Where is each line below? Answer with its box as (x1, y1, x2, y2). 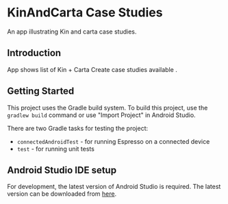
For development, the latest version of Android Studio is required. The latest (7, 183, 221, 191)
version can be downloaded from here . (7, 190, 117, 198)
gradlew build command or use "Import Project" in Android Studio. (7, 111, 197, 119)
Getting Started (7, 86, 75, 97)
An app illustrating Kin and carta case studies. (7, 27, 137, 36)
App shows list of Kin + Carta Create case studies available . (7, 65, 178, 73)
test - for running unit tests (16, 144, 94, 153)
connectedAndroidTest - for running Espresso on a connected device (16, 137, 210, 145)
